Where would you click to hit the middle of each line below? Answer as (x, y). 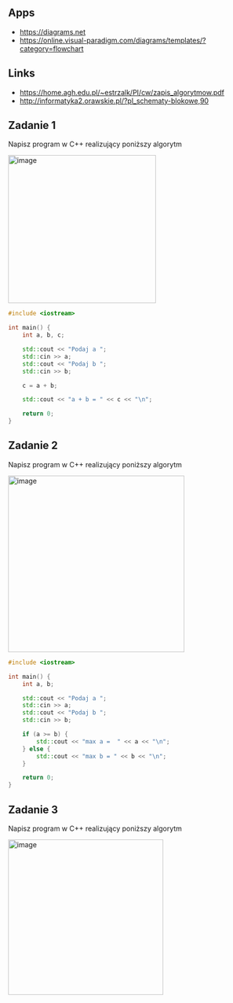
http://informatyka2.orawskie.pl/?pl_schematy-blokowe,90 (114, 101)
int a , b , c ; (44, 335)
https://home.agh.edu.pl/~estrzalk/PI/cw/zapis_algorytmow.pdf (122, 92)
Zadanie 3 (33, 809)
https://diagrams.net (53, 31)
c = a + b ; (40, 385)
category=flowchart (51, 48)
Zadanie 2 (33, 446)
